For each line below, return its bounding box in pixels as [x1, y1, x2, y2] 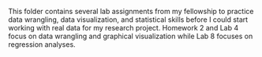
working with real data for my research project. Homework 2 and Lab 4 [8, 23, 239, 32]
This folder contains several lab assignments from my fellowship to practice [8, 7, 254, 16]
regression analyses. [8, 40, 77, 49]
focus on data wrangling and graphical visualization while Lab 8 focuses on [8, 31, 253, 41]
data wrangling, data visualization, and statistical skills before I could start [8, 15, 249, 24]
